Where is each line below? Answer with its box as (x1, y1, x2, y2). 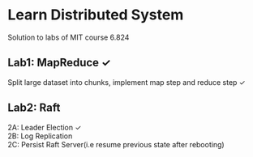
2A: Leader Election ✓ (7, 122, 82, 132)
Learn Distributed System (7, 6, 184, 24)
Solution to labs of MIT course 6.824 (7, 32, 130, 42)
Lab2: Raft (7, 101, 61, 115)
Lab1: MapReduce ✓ (7, 56, 111, 70)
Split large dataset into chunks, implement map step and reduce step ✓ (7, 77, 246, 87)
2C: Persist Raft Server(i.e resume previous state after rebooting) (7, 139, 225, 149)
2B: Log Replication (7, 131, 73, 141)
